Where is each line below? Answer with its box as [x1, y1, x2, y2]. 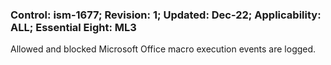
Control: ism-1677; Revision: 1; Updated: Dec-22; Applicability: [10, 8, 322, 22]
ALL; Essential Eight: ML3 [10, 20, 137, 34]
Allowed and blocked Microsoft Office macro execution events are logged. [10, 43, 317, 55]
